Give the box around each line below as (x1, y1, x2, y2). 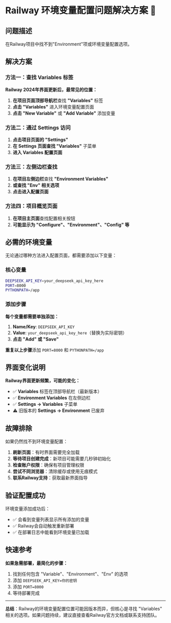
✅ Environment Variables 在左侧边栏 (12, 395, 91, 401)
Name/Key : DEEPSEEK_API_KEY (12, 323, 75, 329)
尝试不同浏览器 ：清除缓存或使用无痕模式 (12, 469, 98, 475)
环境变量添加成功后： (5, 506, 50, 512)
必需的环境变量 (5, 238, 52, 246)
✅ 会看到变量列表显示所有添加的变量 (12, 516, 90, 523)
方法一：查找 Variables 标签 (5, 74, 74, 81)
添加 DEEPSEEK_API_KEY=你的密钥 (12, 577, 77, 583)
